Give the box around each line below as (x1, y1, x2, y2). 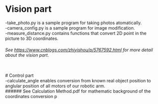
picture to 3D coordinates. (5, 35, 58, 41)
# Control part (5, 72, 34, 78)
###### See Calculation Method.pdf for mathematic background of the (5, 88, 151, 94)
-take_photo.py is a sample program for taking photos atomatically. (5, 20, 142, 26)
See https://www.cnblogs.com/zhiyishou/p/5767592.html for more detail (5, 47, 153, 53)
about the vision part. (5, 52, 50, 58)
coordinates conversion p (5, 94, 57, 100)
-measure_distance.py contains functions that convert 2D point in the (5, 30, 147, 36)
